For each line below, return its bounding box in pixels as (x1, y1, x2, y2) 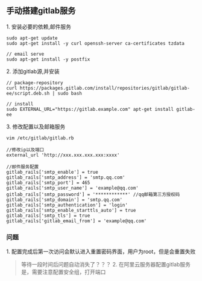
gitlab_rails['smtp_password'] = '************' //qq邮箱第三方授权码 (6, 191, 180, 197)
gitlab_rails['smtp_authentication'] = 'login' (6, 202, 128, 208)
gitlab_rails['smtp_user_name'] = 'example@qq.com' (6, 185, 139, 191)
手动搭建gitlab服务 (6, 5, 76, 16)
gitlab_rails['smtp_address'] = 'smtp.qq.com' (6, 174, 125, 180)
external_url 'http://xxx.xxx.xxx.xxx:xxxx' (6, 152, 120, 158)
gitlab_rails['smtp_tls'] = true (6, 213, 90, 219)
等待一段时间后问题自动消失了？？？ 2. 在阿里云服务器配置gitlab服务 (21, 261, 191, 268)
